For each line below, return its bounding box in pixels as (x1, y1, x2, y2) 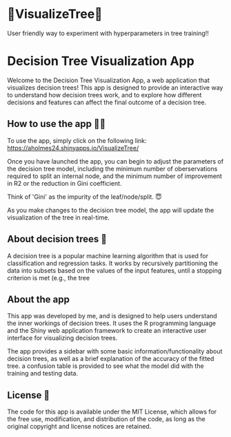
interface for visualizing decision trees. (7, 334, 118, 342)
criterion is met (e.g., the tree (7, 273, 90, 282)
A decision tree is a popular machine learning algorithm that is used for (7, 251, 209, 260)
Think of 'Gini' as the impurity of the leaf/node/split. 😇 (7, 193, 162, 201)
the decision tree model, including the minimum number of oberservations (7, 164, 218, 173)
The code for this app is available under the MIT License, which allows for (7, 407, 217, 416)
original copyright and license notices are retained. (7, 423, 152, 431)
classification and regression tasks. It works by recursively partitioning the (7, 259, 219, 267)
